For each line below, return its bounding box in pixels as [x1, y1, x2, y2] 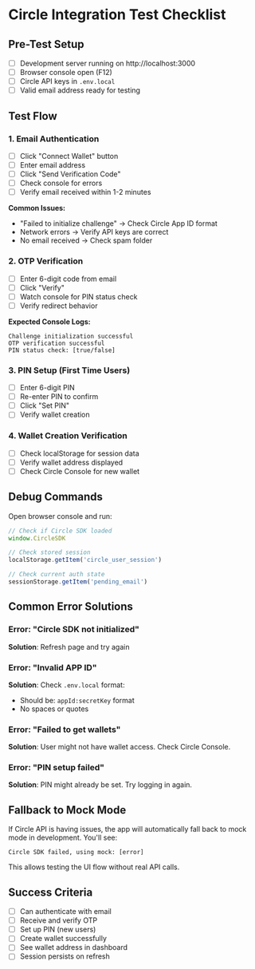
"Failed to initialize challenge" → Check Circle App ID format [19, 219, 218, 228]
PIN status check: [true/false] [8, 346, 116, 354]
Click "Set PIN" [19, 401, 70, 410]
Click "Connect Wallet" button [19, 151, 119, 160]
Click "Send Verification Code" [19, 169, 121, 179]
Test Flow [8, 109, 57, 123]
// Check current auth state [8, 571, 105, 579]
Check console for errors [19, 178, 103, 188]
